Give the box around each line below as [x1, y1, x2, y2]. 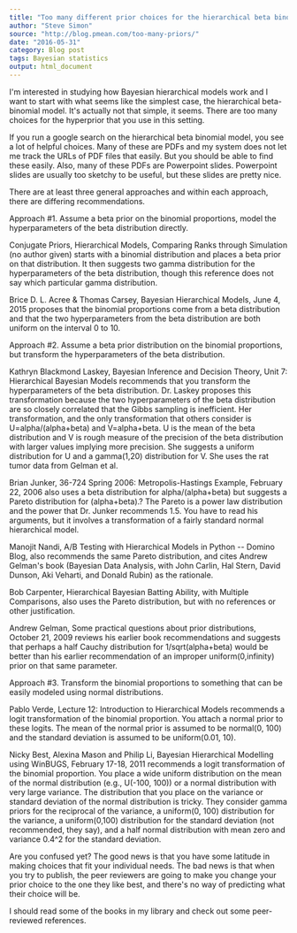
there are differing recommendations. [9, 195, 146, 206]
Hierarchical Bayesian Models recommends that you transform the [9, 375, 251, 386]
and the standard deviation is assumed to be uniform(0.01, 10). [9, 731, 237, 743]
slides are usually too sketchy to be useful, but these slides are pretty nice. [9, 169, 282, 180]
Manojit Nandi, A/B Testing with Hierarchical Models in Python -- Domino [9, 541, 276, 552]
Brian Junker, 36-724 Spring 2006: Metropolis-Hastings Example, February [9, 477, 283, 487]
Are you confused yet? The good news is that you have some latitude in [9, 851, 270, 861]
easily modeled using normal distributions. [9, 686, 164, 697]
